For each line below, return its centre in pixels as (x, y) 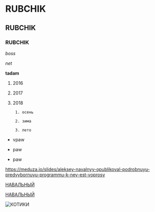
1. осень (24, 112)
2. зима (23, 121)
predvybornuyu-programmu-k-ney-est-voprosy (55, 175)
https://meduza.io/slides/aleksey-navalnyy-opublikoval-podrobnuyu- (78, 169)
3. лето (23, 130)
